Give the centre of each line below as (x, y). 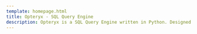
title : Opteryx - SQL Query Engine (50, 17)
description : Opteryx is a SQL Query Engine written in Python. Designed (99, 22)
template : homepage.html (37, 11)
